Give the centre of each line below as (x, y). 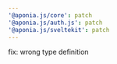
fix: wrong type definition (48, 52)
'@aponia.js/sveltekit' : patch (59, 30)
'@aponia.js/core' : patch (50, 15)
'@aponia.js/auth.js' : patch (55, 23)
